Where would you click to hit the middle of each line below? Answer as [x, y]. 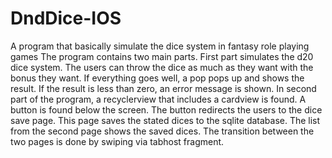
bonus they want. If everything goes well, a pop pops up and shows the [157, 78]
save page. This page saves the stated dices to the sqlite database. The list [165, 120]
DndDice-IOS [66, 18]
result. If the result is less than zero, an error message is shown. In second [163, 88]
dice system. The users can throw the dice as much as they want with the [162, 67]
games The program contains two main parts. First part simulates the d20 [162, 56]
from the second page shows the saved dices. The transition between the [162, 131]
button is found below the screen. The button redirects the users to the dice [166, 109]
